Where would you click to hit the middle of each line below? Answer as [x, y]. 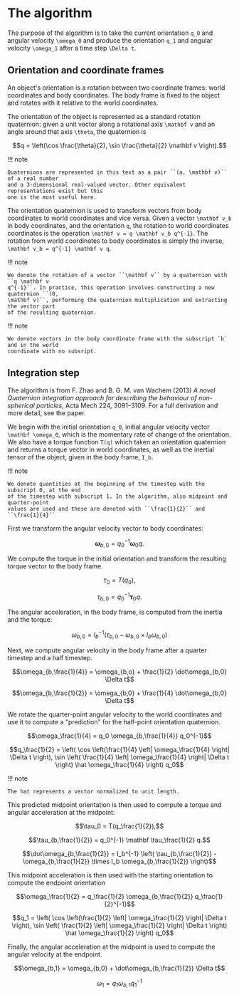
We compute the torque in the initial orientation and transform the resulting [117, 559]
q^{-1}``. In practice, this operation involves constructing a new [111, 287]
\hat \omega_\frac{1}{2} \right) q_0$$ [119, 933]
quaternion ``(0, [33, 293]
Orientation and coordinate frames [86, 70]
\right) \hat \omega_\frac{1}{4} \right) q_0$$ [119, 764]
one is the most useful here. [52, 197]
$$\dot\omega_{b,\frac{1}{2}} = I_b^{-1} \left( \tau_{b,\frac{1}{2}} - [119, 853]
